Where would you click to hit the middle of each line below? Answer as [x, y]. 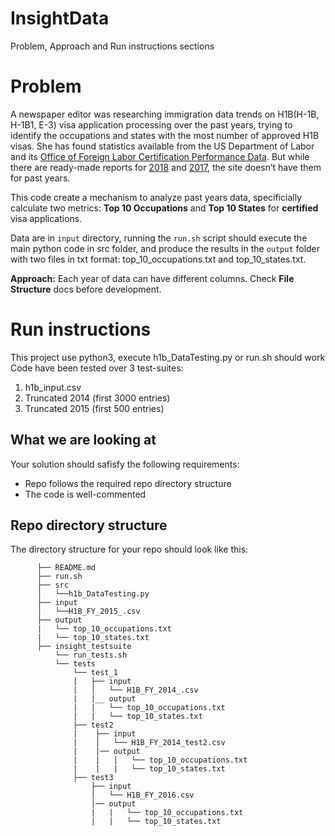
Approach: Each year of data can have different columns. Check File [152, 278]
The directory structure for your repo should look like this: [129, 549]
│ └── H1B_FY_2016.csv [142, 795]
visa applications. [46, 218]
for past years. [40, 178]
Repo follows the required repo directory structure [128, 483]
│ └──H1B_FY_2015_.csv [88, 612]
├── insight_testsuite [84, 647]
